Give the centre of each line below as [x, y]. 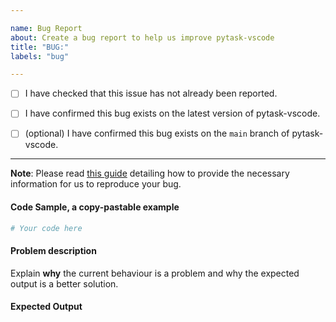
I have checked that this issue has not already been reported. [151, 93]
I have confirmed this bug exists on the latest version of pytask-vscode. [172, 113]
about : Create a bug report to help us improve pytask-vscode [142, 37]
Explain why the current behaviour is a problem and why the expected [155, 273]
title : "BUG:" [40, 47]
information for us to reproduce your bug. [96, 184]
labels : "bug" [40, 56]
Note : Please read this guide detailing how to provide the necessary [150, 173]
